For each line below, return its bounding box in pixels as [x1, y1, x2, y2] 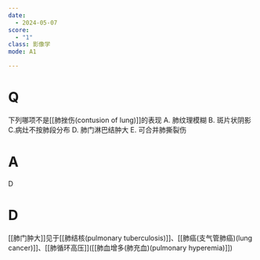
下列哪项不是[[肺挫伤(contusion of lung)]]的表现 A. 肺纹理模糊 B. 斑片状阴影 [8, 115, 252, 125]
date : [8, 11, 26, 20]
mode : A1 [8, 48, 37, 56]
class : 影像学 [8, 41, 51, 49]
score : [8, 26, 30, 34]
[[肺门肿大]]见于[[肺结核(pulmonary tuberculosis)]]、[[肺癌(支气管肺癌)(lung [8, 233, 253, 243]
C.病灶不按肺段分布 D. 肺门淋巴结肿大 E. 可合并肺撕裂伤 [8, 125, 186, 134]
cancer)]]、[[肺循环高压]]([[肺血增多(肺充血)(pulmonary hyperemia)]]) [8, 243, 233, 252]
